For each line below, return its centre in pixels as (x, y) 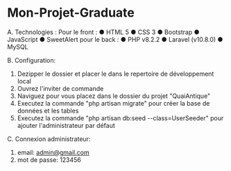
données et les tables (48, 111)
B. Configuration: (32, 60)
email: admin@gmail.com (53, 152)
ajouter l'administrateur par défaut (66, 125)
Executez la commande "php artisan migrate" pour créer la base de (113, 103)
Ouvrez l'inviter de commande (60, 88)
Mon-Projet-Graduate (71, 13)
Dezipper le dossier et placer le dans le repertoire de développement (115, 74)
